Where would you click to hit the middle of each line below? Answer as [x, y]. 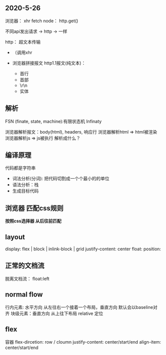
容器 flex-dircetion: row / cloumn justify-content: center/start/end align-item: [83, 342]
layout [15, 237]
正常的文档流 [25, 266]
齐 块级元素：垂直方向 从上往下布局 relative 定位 [54, 313]
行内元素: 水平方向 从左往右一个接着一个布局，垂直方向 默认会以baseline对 [81, 307]
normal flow [24, 295]
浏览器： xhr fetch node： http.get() [42, 21]
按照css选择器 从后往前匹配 [33, 221]
